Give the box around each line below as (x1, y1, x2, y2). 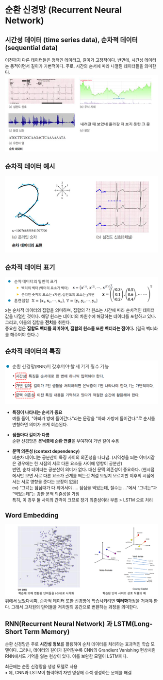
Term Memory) (23, 627, 70, 636)
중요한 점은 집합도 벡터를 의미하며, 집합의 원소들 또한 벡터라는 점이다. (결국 (5, 325, 146, 331)
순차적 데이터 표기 (5, 263, 55, 271)
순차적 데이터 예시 (5, 162, 55, 171)
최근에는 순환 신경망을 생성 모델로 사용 (5, 663, 78, 669)
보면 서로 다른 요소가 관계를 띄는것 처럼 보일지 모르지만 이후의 (25, 472, 142, 478)
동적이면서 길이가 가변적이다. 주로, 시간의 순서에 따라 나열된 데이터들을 (10, 63, 144, 69)
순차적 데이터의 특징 (5, 347, 61, 355)
